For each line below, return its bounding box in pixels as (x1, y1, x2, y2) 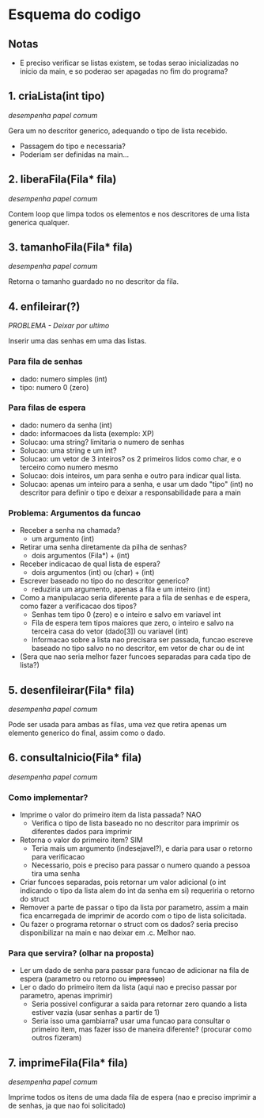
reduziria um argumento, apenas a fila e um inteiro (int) (31, 584, 211, 594)
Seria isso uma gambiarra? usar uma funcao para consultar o (31, 1017, 231, 1026)
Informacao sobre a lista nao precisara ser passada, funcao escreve (31, 635, 254, 645)
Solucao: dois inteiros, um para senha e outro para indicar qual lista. (19, 470, 242, 481)
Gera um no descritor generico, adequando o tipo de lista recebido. (8, 125, 228, 136)
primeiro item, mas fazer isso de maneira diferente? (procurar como (31, 1024, 252, 1034)
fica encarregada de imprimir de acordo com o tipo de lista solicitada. (19, 911, 247, 921)
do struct (19, 894, 50, 904)
